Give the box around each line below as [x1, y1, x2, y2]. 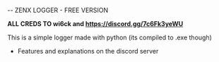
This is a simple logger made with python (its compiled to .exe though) [7, 33, 212, 42]
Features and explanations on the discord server [17, 47, 159, 55]
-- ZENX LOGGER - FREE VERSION [7, 6, 109, 14]
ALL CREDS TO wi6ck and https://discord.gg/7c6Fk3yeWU [7, 20, 184, 27]
